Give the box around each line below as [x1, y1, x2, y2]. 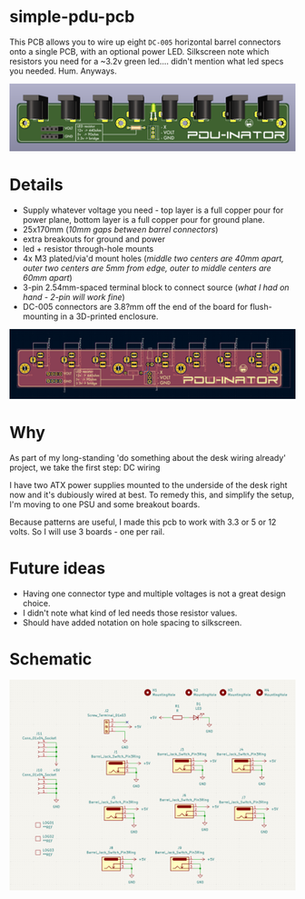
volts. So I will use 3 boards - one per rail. [9, 525, 165, 537]
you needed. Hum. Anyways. [9, 65, 117, 76]
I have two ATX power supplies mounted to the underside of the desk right [9, 479, 288, 490]
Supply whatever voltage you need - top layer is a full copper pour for [22, 205, 284, 215]
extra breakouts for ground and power [22, 234, 166, 245]
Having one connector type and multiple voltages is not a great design [22, 588, 286, 599]
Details [9, 175, 64, 195]
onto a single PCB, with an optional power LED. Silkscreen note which [9, 45, 270, 56]
